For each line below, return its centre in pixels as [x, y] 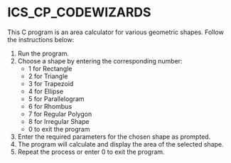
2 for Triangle [48, 76]
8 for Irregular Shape [59, 121]
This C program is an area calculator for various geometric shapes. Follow [116, 32]
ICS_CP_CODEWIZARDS [79, 12]
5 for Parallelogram [56, 99]
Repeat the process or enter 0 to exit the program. [91, 152]
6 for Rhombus [50, 106]
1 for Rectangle [50, 68]
